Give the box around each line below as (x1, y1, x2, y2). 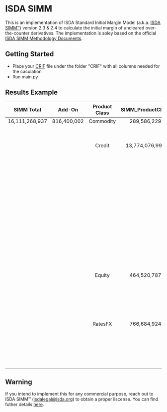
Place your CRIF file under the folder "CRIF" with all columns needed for (12, 63, 160, 69)
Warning (5, 378, 32, 386)
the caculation (12, 68, 42, 74)
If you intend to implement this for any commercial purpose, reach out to (5, 391, 154, 397)
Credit (95, 142, 110, 149)
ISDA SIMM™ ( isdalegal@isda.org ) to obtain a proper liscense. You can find (5, 396, 159, 402)
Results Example (5, 88, 58, 97)
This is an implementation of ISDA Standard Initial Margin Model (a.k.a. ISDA (5, 19, 161, 25)
